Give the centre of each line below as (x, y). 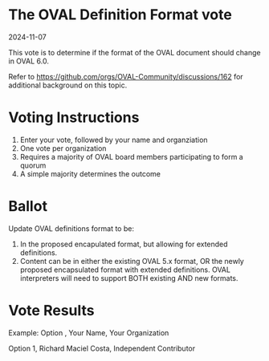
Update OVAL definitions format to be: (71, 228)
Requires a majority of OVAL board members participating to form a (131, 156)
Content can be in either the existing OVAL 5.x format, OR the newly (132, 261)
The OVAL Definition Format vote (120, 15)
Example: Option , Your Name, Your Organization (89, 333)
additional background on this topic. (68, 85)
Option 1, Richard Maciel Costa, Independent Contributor (102, 348)
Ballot (28, 207)
